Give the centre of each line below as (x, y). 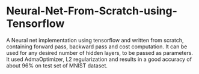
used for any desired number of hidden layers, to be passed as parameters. (100, 53)
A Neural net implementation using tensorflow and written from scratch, (95, 40)
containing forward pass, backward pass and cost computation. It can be (97, 47)
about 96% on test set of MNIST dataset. (57, 65)
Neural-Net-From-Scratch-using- (92, 11)
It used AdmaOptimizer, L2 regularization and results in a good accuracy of (99, 59)
